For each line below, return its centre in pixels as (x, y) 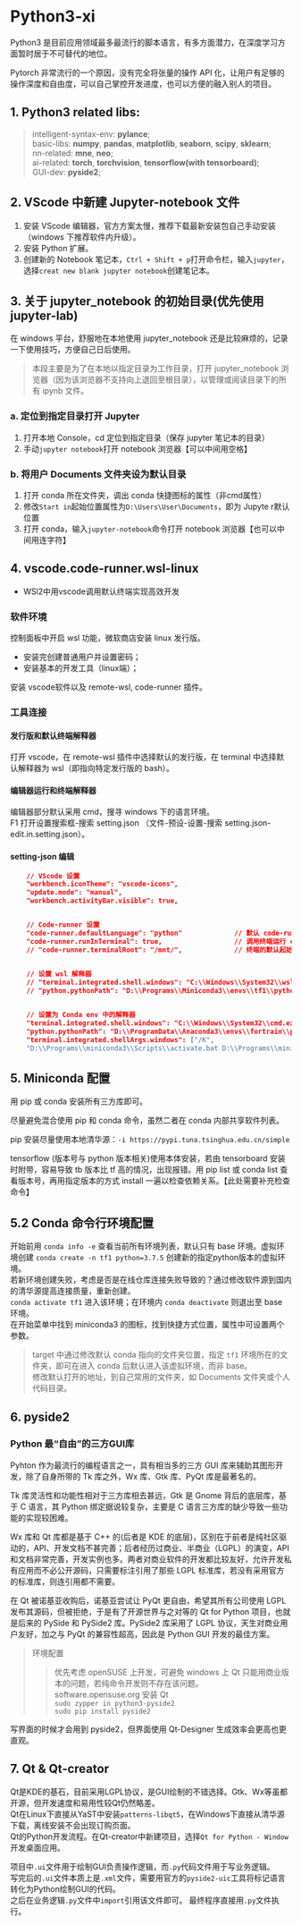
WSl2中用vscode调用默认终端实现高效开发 (101, 591)
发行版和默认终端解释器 (53, 735)
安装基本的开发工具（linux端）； (81, 668)
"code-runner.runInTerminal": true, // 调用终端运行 (156, 941)
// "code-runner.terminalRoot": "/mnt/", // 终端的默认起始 (159, 950)
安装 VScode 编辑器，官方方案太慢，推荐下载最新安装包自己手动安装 (149, 225)
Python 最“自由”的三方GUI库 (72, 1444)
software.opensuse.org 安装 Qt (111, 1694)
